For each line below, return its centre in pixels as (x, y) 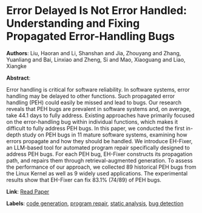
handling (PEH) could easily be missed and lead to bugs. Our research (94, 102)
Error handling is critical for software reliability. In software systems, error (98, 89)
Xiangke (17, 66)
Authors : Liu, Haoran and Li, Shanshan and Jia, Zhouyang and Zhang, (94, 53)
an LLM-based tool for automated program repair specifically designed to (98, 147)
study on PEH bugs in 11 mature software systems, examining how (105, 135)
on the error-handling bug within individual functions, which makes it (92, 121)
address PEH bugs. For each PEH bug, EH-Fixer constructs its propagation (99, 154)
